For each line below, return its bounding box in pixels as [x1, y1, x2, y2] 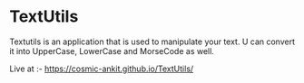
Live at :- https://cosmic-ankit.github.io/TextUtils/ [9, 63, 194, 74]
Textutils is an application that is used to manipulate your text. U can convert [9, 36, 295, 47]
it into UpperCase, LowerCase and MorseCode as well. [9, 45, 215, 56]
